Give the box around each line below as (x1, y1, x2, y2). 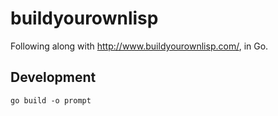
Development (10, 69, 97, 86)
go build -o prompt (10, 95, 92, 106)
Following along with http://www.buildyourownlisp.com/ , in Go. (10, 40, 269, 52)
